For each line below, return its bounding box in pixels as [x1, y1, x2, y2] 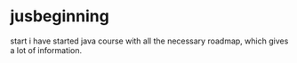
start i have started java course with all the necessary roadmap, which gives [10, 35, 289, 46]
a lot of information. [10, 44, 83, 55]
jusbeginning [10, 6, 109, 27]
